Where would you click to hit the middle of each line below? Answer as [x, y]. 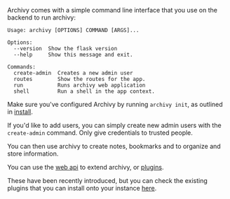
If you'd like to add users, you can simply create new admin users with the [115, 125]
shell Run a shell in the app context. [84, 91]
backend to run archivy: [41, 17]
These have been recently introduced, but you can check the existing [108, 180]
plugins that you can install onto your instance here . [82, 188]
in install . [20, 112]
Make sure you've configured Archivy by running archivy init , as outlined [115, 104]
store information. [33, 154]
